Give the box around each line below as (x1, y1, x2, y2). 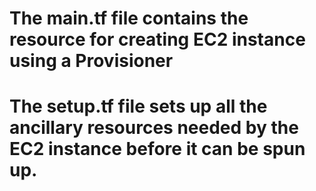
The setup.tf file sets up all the (9, 95, 268, 118)
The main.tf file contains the (9, 7, 249, 30)
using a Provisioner (9, 50, 174, 72)
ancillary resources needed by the (9, 117, 299, 139)
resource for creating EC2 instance (9, 28, 306, 51)
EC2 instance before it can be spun (9, 138, 306, 161)
